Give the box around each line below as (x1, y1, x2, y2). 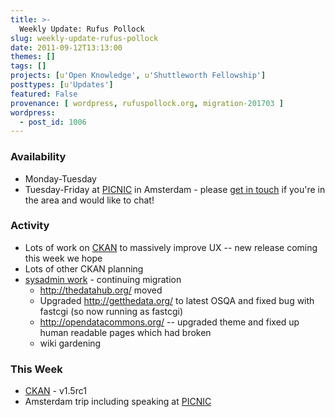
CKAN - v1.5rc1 (24, 385, 87, 397)
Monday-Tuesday (24, 172, 97, 185)
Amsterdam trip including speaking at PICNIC (24, 396, 212, 408)
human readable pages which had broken (39, 326, 212, 338)
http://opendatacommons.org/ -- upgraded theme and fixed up (39, 316, 300, 328)
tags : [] (10, 61, 47, 71)
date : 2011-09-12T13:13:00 (10, 42, 123, 53)
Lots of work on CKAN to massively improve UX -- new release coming (24, 241, 318, 253)
